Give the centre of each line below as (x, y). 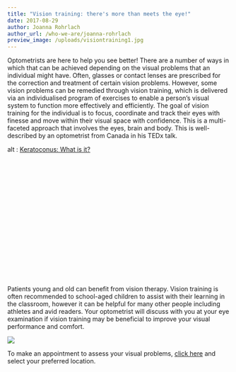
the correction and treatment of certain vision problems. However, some (112, 83)
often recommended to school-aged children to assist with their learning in (116, 296)
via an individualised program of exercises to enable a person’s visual (108, 98)
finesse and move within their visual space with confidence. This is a (107, 120)
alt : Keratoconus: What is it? (49, 150)
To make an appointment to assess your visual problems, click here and (112, 353)
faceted (19, 128)
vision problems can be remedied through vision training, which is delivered (118, 91)
